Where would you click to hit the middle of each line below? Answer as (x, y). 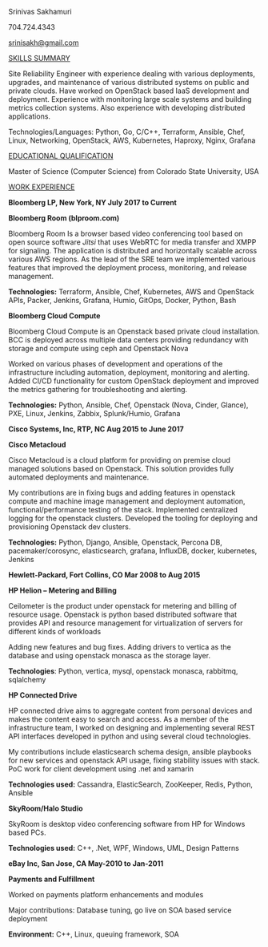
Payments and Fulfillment (52, 879)
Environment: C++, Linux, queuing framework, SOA (94, 934)
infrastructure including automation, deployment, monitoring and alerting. (129, 372)
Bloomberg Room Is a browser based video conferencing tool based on (126, 233)
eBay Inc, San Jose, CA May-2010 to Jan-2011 (86, 864)
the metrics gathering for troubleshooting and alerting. (98, 389)
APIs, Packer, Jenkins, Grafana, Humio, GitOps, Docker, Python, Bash (122, 300)
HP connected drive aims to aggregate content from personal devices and (130, 710)
